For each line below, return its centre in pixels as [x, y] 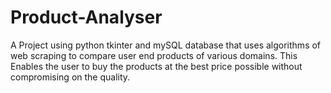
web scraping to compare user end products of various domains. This [154, 55]
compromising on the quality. [70, 77]
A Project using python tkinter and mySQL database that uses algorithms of [166, 45]
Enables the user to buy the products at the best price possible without [156, 66]
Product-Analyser [86, 17]
